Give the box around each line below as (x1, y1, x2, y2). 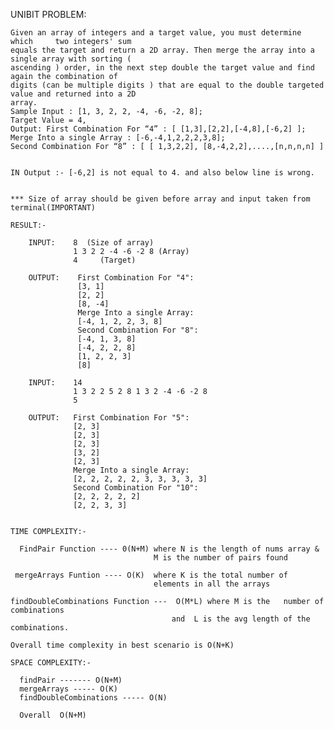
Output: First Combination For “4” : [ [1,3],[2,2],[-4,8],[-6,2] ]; (10, 124, 307, 134)
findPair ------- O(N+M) (19, 675, 123, 685)
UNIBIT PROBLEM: (10, 9, 87, 20)
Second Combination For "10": (73, 483, 199, 493)
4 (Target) (73, 255, 137, 265)
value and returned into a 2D (10, 89, 137, 99)
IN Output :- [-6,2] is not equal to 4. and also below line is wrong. (10, 168, 315, 178)
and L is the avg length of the (171, 614, 311, 624)
